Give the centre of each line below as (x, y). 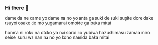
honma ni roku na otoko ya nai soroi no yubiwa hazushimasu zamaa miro (78, 33)
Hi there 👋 (17, 8)
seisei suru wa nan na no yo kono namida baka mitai (57, 37)
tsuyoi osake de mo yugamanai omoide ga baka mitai (58, 23)
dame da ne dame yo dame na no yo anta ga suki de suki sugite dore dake (79, 18)
